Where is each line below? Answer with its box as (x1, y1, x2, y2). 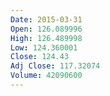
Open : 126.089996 (10, 24, 83, 34)
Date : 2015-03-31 (10, 14, 83, 25)
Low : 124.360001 (10, 42, 78, 53)
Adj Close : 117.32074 (10, 61, 101, 71)
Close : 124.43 (10, 52, 70, 62)
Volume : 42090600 (10, 71, 83, 81)
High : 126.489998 (10, 33, 83, 43)
